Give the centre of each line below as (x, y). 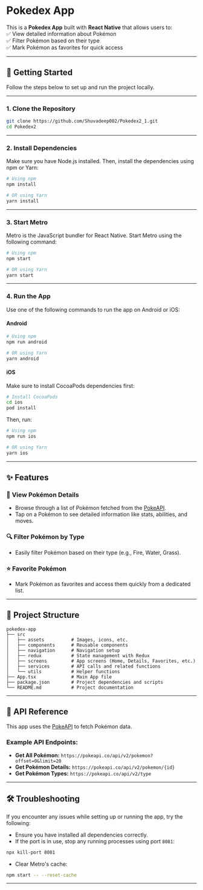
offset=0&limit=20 (38, 761)
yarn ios (17, 453)
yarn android (23, 358)
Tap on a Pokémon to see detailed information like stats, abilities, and (101, 514)
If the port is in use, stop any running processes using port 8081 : (95, 841)
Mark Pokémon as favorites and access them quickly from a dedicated (103, 584)
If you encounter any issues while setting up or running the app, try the (95, 817)
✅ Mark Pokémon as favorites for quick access (65, 47)
